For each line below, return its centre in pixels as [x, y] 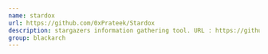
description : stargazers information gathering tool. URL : [110, 30]
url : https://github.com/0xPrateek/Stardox [82, 23]
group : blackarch [37, 38]
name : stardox [32, 15]
